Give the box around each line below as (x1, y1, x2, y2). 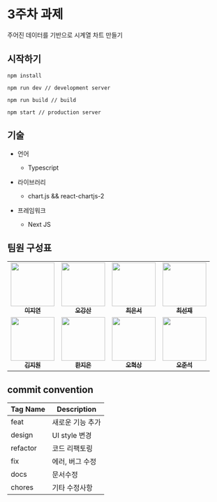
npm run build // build (7, 96, 77, 103)
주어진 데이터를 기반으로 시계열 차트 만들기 (7, 31, 124, 39)
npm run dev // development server (7, 84, 111, 91)
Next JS (27, 220, 51, 228)
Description (57, 404, 96, 414)
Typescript (27, 163, 59, 172)
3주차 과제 (7, 6, 63, 22)
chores (10, 482, 33, 492)
